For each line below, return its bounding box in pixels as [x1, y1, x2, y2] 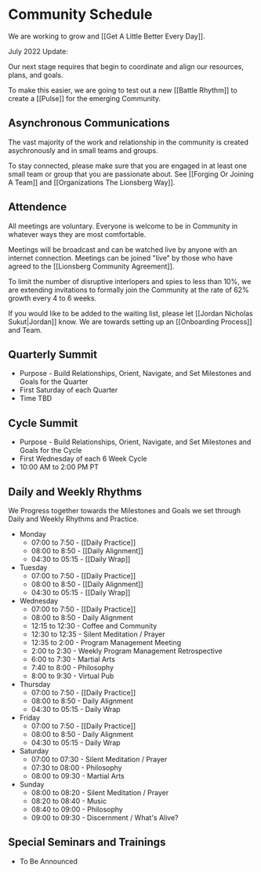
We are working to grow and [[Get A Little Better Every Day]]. [8, 31, 205, 41]
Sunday [19, 779, 45, 789]
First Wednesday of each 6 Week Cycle [19, 454, 147, 464]
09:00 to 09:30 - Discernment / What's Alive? [31, 813, 179, 822]
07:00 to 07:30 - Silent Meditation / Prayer [31, 755, 168, 764]
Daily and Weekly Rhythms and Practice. [8, 514, 140, 524]
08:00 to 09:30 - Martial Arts [31, 772, 125, 780]
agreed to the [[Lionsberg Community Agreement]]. [8, 261, 175, 271]
